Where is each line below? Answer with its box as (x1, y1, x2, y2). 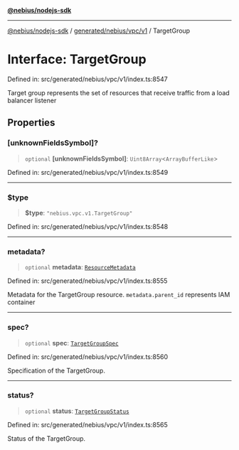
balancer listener (7, 96, 57, 105)
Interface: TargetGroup (7, 51, 147, 68)
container (7, 298, 36, 306)
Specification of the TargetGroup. (7, 366, 105, 375)
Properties (7, 117, 55, 129)
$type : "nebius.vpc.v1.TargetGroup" (24, 208, 133, 217)
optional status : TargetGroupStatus (24, 407, 129, 415)
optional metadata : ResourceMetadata (24, 263, 137, 272)
